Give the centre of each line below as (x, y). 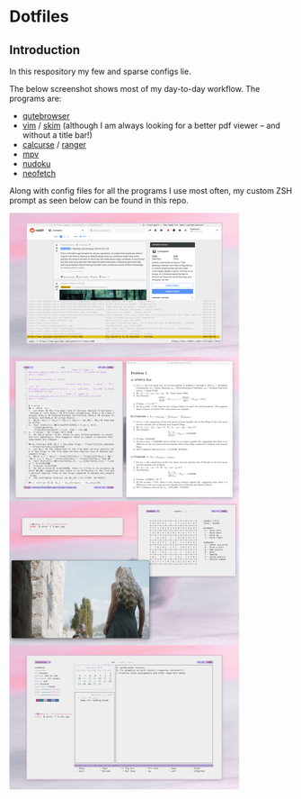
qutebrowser (46, 116)
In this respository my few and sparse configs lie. (100, 71)
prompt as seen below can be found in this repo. (99, 200)
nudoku (36, 163)
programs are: (35, 98)
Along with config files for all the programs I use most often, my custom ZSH (151, 191)
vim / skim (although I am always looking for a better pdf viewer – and (151, 125)
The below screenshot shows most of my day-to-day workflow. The (135, 89)
